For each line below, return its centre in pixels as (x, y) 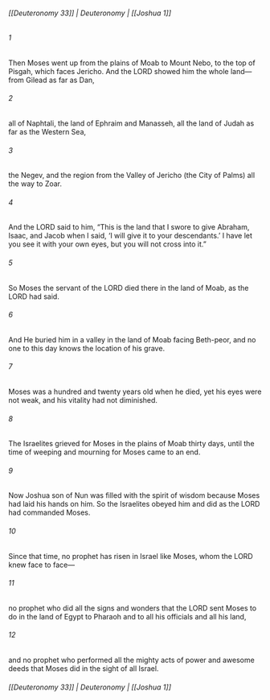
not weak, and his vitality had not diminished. (83, 400)
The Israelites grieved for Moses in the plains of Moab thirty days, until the (131, 444)
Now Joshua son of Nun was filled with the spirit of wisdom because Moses (134, 495)
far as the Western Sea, (47, 132)
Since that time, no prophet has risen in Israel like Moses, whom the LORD (131, 556)
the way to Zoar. (35, 184)
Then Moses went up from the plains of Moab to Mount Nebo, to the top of (132, 63)
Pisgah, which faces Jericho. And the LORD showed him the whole (119, 71)
